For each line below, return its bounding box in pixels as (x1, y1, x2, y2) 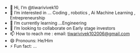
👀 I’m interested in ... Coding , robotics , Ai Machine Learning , (9, 10, 136, 16)
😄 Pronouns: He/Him (9, 38, 53, 43)
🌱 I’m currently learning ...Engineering (9, 20, 87, 26)
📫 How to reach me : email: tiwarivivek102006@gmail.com (9, 31, 130, 36)
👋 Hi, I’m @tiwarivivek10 (9, 5, 59, 10)
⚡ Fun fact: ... (9, 43, 37, 49)
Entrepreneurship (9, 15, 45, 20)
